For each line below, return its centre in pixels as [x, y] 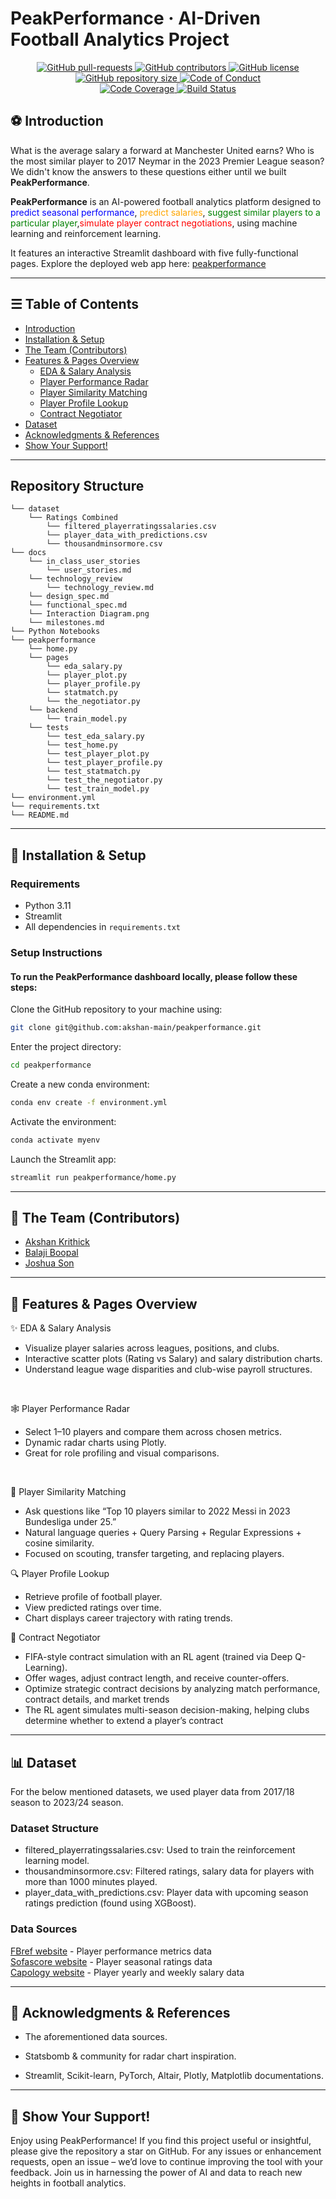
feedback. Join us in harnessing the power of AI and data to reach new [156, 2173]
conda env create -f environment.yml [89, 1102]
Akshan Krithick [57, 1242]
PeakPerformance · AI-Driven [135, 18]
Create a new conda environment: [80, 1084]
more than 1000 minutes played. [91, 1882]
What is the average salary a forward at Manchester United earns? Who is [162, 150]
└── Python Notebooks [55, 632]
